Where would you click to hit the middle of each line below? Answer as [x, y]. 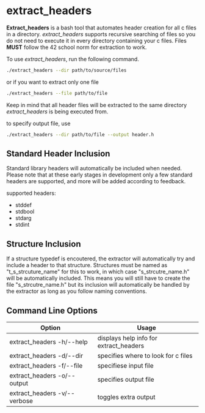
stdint [22, 225]
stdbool [25, 211]
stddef [23, 205]
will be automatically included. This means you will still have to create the [98, 278]
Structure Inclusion [44, 244]
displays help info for [127, 338]
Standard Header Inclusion [58, 153]
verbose [21, 401]
